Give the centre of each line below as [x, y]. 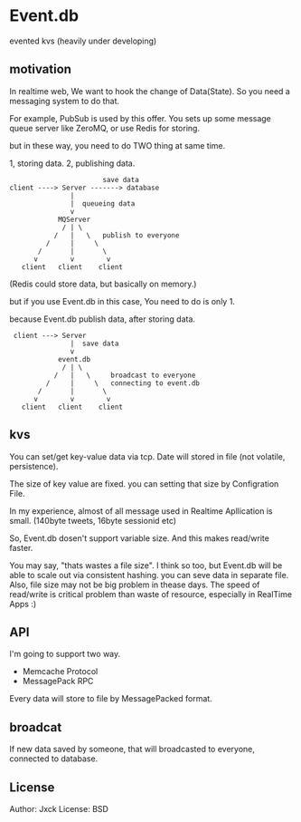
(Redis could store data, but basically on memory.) [103, 284]
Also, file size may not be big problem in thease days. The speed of [135, 585]
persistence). [34, 466]
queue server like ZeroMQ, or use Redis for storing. [105, 128]
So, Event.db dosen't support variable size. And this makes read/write [139, 538]
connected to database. [54, 759]
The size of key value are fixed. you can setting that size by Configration [144, 484]
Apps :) [23, 604]
